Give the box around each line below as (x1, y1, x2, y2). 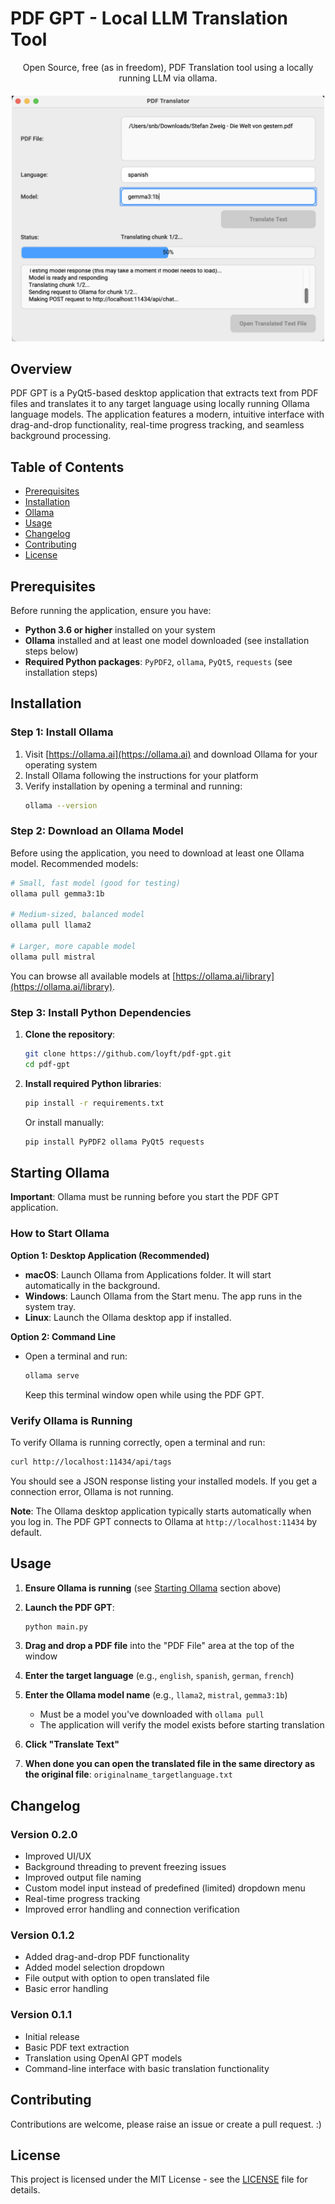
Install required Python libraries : (24, 1077, 162, 1089)
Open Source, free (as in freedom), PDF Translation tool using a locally (22, 61, 314, 73)
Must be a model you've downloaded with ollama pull (39, 1708, 265, 1721)
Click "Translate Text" (24, 1738, 120, 1751)
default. (10, 1526, 43, 1538)
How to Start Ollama (10, 1227, 110, 1241)
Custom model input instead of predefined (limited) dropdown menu (24, 1882, 306, 1894)
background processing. (10, 430, 112, 442)
